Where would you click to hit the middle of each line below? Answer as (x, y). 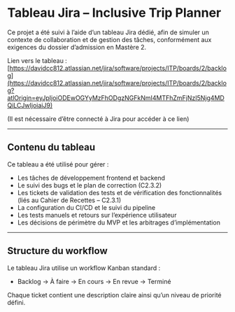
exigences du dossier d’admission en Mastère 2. (77, 47)
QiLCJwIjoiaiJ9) (30, 105)
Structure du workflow (57, 251)
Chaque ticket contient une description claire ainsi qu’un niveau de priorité (114, 295)
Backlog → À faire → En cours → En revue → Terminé (94, 281)
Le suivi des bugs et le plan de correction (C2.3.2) (90, 185)
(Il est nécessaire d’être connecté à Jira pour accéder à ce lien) (98, 119)
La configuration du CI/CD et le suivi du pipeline (86, 207)
